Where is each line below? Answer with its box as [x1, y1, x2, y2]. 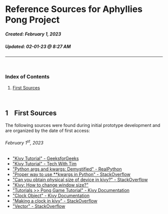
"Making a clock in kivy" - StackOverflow [12, 197, 97, 203]
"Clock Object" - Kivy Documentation [12, 192, 90, 198]
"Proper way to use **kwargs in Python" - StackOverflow [12, 171, 131, 177]
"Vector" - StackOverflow [12, 203, 65, 209]
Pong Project [5, 14, 60, 25]
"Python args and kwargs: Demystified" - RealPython [12, 166, 122, 172]
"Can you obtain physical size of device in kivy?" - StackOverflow [12, 176, 148, 182]
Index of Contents [5, 73, 50, 80]
